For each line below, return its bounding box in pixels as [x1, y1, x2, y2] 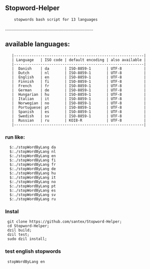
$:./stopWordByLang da [9, 145, 56, 150]
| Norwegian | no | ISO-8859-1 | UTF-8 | [11, 101, 147, 106]
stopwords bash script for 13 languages [14, 17, 98, 22]
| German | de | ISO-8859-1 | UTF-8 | [11, 87, 147, 93]
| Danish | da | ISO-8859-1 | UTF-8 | [11, 66, 147, 71]
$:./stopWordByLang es [9, 188, 56, 193]
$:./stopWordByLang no [9, 179, 56, 184]
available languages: [5, 40, 70, 48]
